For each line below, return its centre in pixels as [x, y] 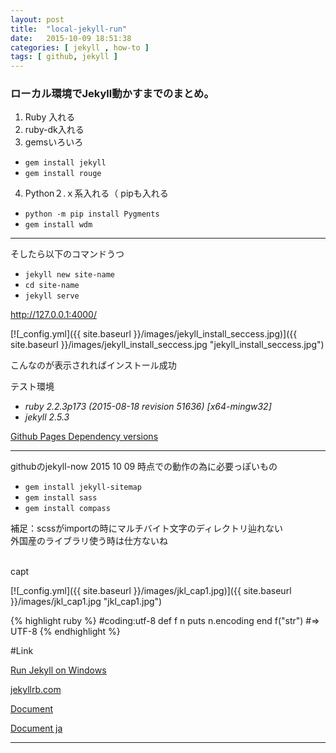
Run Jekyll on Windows [58, 670]
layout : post [37, 19]
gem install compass [67, 509]
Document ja [36, 728]
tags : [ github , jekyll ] [64, 57]
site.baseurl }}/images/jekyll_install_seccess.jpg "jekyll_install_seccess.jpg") [167, 345]
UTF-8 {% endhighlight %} [65, 632]
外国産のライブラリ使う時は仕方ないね [89, 541]
